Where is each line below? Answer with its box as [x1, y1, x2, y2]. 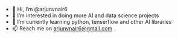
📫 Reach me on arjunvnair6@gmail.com [11, 25, 113, 32]
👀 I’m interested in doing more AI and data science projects [11, 12, 159, 19]
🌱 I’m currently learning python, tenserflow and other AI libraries [11, 18, 172, 25]
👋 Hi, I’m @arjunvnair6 [11, 6, 68, 12]
